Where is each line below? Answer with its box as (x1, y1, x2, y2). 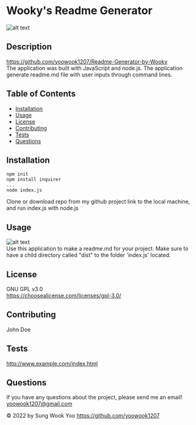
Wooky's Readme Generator (6, 4, 153, 18)
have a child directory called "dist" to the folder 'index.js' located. (6, 251, 171, 259)
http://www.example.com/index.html (6, 360, 98, 367)
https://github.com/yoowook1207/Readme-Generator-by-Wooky (6, 57, 168, 65)
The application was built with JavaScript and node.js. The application (6, 64, 183, 72)
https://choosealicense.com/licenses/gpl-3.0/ (6, 292, 122, 299)
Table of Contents (6, 89, 76, 99)
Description (6, 42, 52, 52)
